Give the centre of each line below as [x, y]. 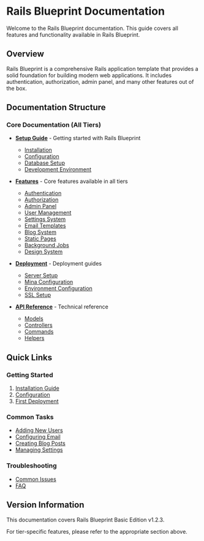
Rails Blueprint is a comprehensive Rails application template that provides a [102, 69]
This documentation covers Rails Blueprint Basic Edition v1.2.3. [85, 520]
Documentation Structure [56, 107]
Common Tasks [30, 417]
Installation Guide [37, 388]
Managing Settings [39, 450]
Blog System [40, 232]
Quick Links [29, 357]
